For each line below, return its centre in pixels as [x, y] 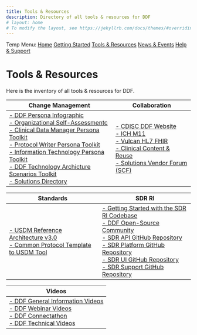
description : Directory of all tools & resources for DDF [78, 17]
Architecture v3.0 [33, 237]
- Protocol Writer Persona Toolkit [55, 145]
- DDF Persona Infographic [46, 115]
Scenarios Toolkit [33, 174]
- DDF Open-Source [131, 223]
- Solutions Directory [38, 182]
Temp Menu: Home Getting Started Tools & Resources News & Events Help [96, 45]
